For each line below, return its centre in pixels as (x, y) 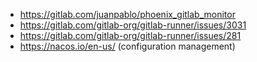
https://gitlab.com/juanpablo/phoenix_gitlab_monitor (127, 14)
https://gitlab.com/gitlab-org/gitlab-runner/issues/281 (130, 35)
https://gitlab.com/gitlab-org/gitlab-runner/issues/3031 (133, 25)
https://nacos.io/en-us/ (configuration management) (127, 46)
